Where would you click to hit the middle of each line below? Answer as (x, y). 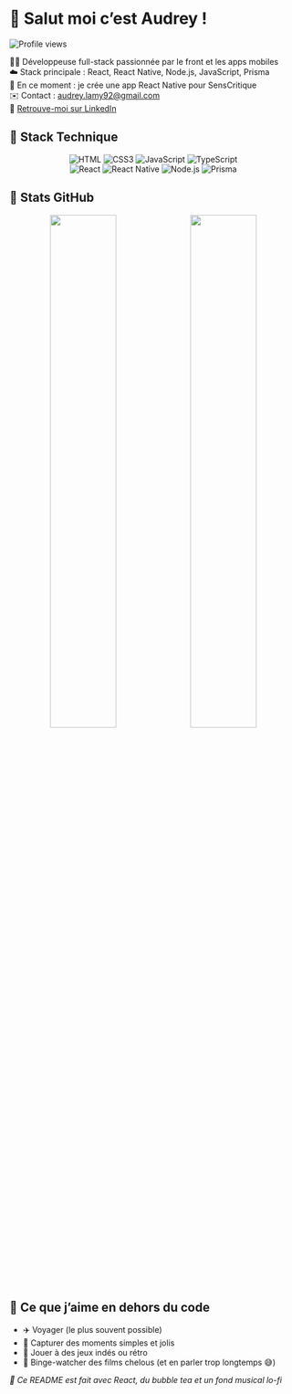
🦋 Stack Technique (64, 137)
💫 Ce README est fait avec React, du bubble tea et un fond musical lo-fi (146, 1380)
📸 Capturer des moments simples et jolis (99, 1343)
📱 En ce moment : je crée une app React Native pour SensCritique (133, 85)
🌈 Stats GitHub (52, 198)
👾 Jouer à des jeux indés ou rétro (85, 1353)
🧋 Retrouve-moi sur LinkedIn (63, 108)
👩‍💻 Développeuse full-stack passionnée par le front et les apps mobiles (144, 61)
